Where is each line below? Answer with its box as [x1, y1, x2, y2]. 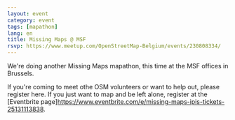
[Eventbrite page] [7, 98, 58, 105]
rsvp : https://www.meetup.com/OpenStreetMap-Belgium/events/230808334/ [7, 43, 221, 50]
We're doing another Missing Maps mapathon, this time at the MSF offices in [7, 62, 229, 70]
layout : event [7, 10, 49, 17]
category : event [7, 17, 55, 24]
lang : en [7, 29, 33, 37]
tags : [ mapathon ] [7, 23, 58, 30]
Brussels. [7, 69, 34, 77]
